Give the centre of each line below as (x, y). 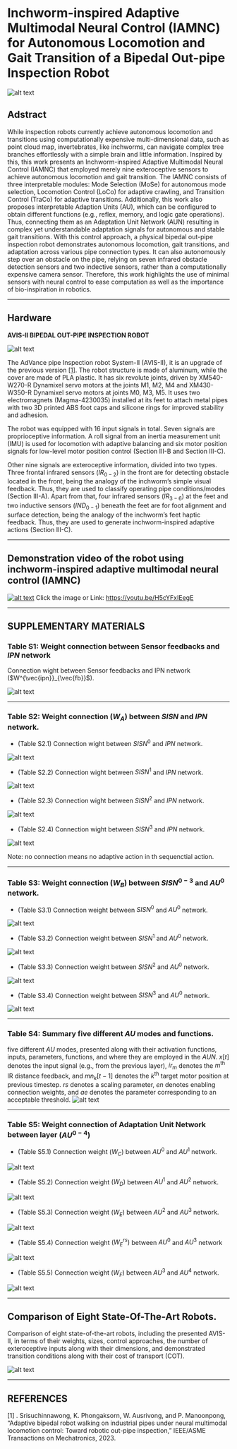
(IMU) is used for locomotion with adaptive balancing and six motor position (117, 443)
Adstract (27, 115)
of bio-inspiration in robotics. (49, 289)
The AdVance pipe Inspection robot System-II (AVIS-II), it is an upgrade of (115, 362)
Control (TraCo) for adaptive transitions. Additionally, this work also (105, 199)
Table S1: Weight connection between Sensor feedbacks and (114, 647)
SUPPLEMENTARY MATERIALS (76, 626)
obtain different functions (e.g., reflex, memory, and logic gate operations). (116, 214)
